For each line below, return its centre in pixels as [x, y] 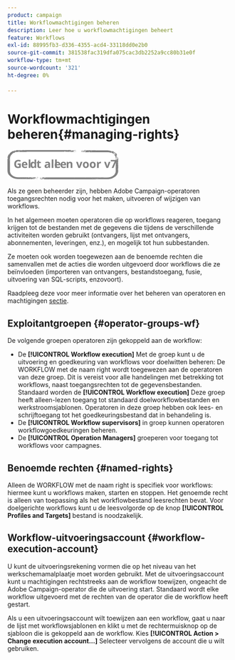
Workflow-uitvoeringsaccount [77, 538]
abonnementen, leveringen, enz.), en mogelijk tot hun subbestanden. [109, 243]
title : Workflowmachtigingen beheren [63, 22]
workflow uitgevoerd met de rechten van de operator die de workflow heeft [118, 596]
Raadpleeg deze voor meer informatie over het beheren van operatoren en [116, 294]
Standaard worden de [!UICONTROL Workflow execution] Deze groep [121, 392]
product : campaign [35, 15]
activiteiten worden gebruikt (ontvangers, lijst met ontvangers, [99, 235]
